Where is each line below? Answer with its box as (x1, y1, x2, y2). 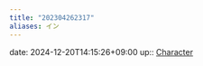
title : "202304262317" (9, 13, 95, 23)
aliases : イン (9, 22, 60, 31)
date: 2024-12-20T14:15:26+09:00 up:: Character (9, 46, 194, 57)
